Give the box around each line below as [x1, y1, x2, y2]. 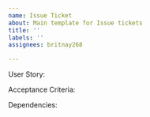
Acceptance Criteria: [8, 85, 76, 95]
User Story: [8, 70, 46, 79]
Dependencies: [8, 100, 58, 110]
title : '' [8, 26, 41, 34]
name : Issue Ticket [8, 11, 73, 20]
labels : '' [8, 33, 44, 42]
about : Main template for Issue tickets [8, 19, 144, 27]
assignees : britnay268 [8, 41, 83, 49]
